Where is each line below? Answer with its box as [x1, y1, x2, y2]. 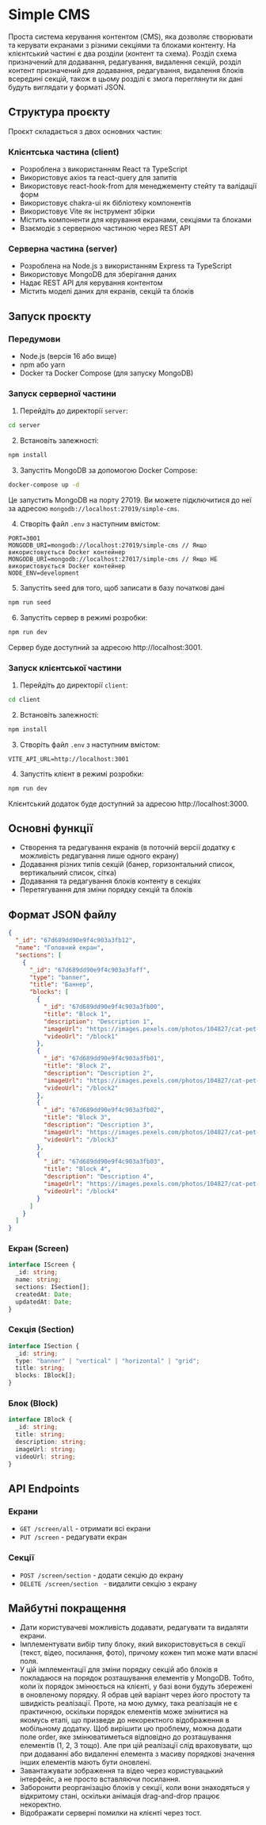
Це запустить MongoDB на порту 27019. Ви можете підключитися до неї [8, 495, 252, 505]
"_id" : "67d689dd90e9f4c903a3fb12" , [15, 937, 136, 945]
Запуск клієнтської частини [8, 662, 122, 673]
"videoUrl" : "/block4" [43, 1187, 119, 1195]
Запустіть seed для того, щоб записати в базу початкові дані [19, 583, 226, 592]
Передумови [8, 333, 61, 345]
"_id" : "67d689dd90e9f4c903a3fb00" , [43, 1003, 165, 1011]
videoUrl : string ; [15, 1453, 77, 1461]
